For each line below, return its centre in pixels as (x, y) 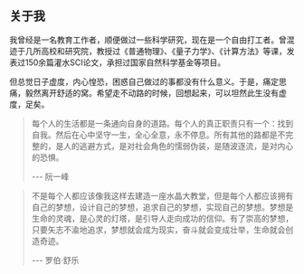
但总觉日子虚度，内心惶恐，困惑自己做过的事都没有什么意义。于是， (136, 81)
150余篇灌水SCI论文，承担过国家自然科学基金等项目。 (125, 62)
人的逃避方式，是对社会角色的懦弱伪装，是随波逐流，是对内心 (178, 146)
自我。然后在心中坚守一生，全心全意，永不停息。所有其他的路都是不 (158, 135)
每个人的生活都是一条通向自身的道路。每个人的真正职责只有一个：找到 (162, 123)
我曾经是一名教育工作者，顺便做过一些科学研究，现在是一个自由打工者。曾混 (152, 40)
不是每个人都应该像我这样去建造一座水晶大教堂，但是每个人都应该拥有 (162, 195)
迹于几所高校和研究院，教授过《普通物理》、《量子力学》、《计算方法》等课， (148, 51)
